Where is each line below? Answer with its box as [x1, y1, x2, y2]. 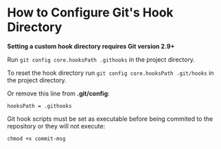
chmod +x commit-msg [7, 135, 67, 142]
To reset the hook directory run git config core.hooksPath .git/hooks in [7, 69, 214, 77]
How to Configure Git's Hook [7, 5, 174, 21]
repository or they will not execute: [7, 122, 106, 130]
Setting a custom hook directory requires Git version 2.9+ [7, 42, 175, 50]
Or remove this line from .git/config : [7, 89, 110, 98]
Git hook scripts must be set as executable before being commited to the [7, 115, 213, 123]
